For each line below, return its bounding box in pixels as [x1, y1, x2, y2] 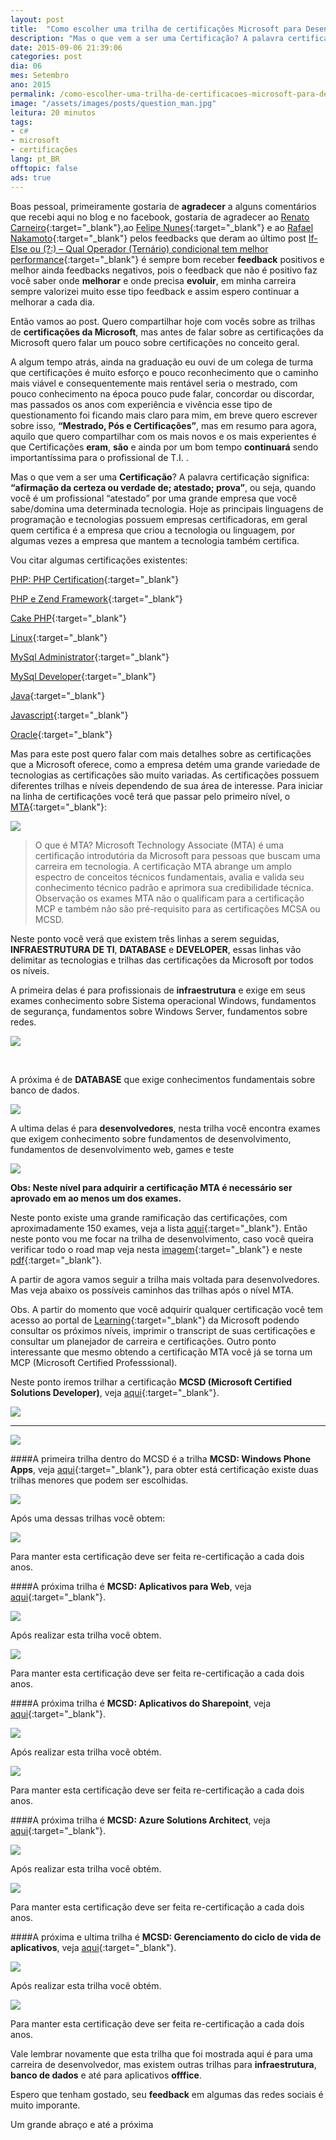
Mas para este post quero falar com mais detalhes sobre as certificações [10, 747, 312, 760]
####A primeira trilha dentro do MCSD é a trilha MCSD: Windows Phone [10, 1452, 312, 1465]
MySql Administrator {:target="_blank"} [10, 651, 170, 663]
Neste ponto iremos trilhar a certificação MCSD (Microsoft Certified [10, 1376, 293, 1388]
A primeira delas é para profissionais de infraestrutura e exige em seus [10, 984, 306, 996]
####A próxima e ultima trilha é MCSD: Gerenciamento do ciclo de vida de [10, 1931, 322, 1943]
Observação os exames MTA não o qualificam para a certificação [34, 892, 305, 904]
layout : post [10, 14, 65, 25]
